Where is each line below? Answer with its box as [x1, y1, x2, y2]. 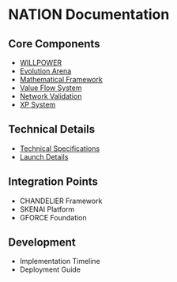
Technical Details [8, 122, 96, 136]
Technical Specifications [19, 144, 100, 153]
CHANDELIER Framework [19, 196, 103, 205]
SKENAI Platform [19, 204, 75, 214]
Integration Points [8, 175, 99, 189]
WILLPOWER [19, 58, 62, 67]
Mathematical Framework [19, 75, 103, 84]
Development [8, 235, 77, 250]
